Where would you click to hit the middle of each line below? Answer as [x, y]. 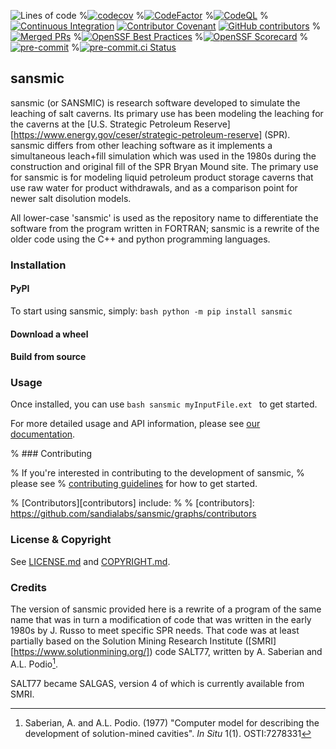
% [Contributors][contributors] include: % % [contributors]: [132, 503]
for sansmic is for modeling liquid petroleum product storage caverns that [162, 177]
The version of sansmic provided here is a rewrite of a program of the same [166, 609]
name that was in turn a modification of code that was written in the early [161, 620]
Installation [38, 265]
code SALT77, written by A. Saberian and [238, 652]
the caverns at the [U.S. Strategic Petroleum [101, 124]
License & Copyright [61, 540]
